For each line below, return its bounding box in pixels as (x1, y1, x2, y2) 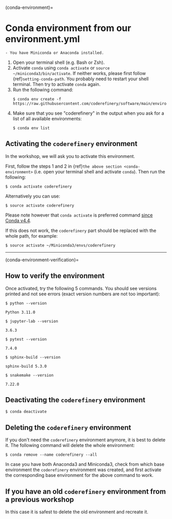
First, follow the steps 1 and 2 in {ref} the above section (5, 163, 122, 169)
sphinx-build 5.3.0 (5, 364, 47, 369)
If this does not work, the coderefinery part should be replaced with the (5, 227, 157, 234)
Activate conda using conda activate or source (12, 64, 110, 71)
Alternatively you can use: (5, 193, 60, 199)
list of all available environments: (12, 115, 82, 121)
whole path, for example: (5, 232, 58, 239)
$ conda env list (12, 126, 50, 131)
